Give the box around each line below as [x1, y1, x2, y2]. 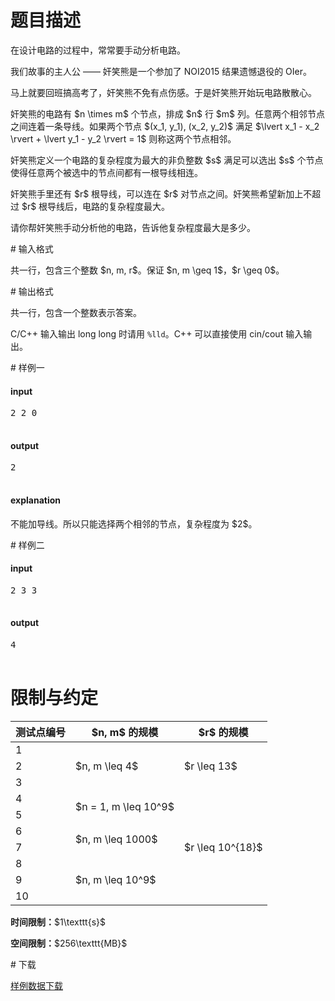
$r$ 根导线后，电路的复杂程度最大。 [21, 200, 171, 212]
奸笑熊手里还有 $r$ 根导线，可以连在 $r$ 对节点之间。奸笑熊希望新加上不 [10, 187, 313, 200]
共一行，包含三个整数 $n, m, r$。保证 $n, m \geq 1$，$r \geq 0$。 [10, 264, 285, 276]
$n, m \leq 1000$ [75, 832, 158, 846]
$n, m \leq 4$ [75, 759, 139, 773]
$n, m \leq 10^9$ [75, 872, 157, 886]
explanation [10, 494, 61, 506]
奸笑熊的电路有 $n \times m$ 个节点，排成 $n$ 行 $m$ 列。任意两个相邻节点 [10, 107, 326, 120]
